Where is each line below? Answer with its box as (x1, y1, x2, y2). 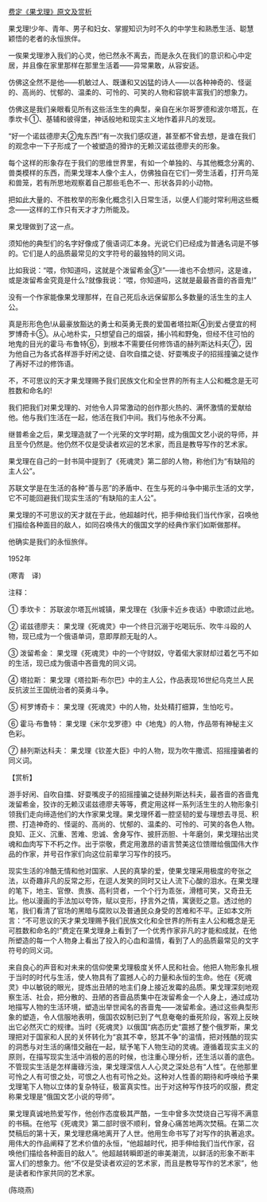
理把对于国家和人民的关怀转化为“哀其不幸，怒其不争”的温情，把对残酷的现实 (8, 1033, 258, 1041)
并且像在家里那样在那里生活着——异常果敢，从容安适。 (21, 60, 203, 70)
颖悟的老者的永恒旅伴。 (8, 34, 85, 43)
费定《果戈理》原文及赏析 (8, 7, 92, 16)
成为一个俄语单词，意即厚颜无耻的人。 (35, 632, 161, 640)
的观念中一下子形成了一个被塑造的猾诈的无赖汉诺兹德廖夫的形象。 (8, 142, 224, 150)
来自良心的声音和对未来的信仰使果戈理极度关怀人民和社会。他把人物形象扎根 (8, 963, 259, 972)
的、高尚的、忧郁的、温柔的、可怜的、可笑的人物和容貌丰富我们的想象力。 (8, 88, 252, 97)
